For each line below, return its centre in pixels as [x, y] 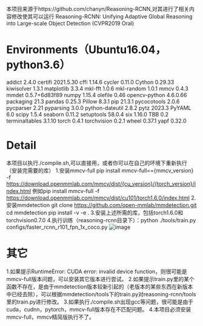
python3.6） [38, 65]
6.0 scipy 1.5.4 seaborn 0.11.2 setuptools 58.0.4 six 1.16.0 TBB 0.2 [87, 114]
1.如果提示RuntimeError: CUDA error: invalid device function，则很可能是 [97, 271]
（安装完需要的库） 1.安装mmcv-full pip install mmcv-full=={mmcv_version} [100, 170]
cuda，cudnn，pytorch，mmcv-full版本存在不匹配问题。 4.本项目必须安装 [99, 309]
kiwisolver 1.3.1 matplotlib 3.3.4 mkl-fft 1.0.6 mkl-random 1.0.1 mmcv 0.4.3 [98, 88]
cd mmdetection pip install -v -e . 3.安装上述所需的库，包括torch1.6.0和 [95, 212]
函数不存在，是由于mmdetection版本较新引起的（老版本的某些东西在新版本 [100, 287]
